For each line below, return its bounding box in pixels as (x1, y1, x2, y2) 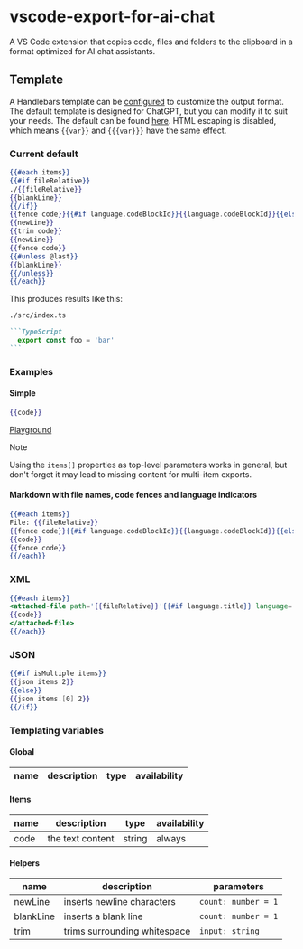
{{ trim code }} (9, 227, 63, 236)
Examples (9, 365, 54, 378)
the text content (47, 832, 115, 844)
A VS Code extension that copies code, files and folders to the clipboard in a (9, 36, 293, 47)
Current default (9, 147, 78, 160)
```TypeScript (9, 327, 63, 336)
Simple (9, 388, 36, 399)
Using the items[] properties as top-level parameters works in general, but (9, 459, 288, 470)
